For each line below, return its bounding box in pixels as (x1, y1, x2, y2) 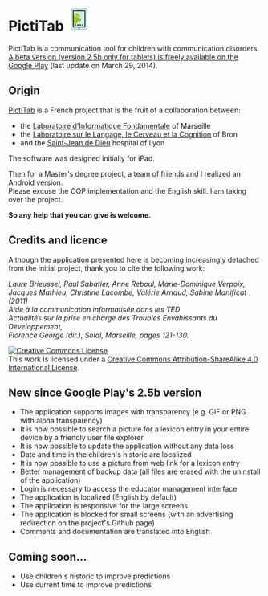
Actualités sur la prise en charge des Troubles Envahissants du (8, 312, 218, 323)
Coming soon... (8, 549, 87, 564)
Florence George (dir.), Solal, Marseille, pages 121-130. (8, 330, 189, 340)
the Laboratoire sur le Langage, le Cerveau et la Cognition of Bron (19, 129, 238, 139)
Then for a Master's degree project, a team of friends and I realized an (8, 169, 241, 178)
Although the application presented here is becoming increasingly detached (8, 255, 259, 264)
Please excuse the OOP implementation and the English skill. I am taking (8, 186, 247, 195)
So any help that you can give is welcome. (8, 210, 152, 219)
